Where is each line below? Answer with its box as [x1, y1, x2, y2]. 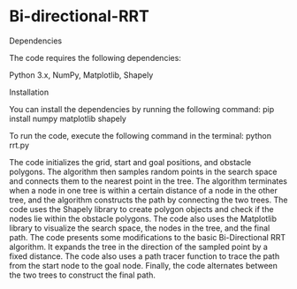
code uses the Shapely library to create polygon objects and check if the [9, 203, 274, 214]
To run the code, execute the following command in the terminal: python [9, 130, 272, 141]
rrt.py [9, 140, 29, 150]
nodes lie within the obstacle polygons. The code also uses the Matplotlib [9, 213, 277, 224]
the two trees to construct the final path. [9, 270, 156, 280]
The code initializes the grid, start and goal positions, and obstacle [9, 156, 252, 167]
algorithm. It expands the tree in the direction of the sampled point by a [9, 241, 268, 252]
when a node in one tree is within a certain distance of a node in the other [9, 185, 278, 195]
